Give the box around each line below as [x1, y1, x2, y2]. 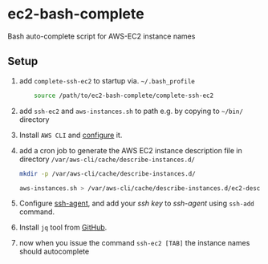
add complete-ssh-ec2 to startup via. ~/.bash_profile [18, 75, 196, 85]
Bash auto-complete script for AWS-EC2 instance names [7, 31, 196, 41]
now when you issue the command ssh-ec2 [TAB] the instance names [18, 238, 250, 248]
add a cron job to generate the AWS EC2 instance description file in [18, 145, 242, 155]
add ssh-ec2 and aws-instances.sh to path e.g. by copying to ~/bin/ [18, 106, 244, 116]
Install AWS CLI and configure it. [18, 130, 123, 140]
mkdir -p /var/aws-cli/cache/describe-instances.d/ [18, 169, 196, 177]
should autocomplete [18, 246, 90, 257]
